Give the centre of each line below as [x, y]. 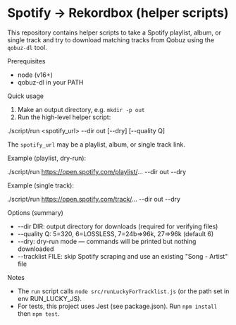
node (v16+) [35, 75]
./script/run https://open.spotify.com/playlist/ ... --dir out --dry [97, 171]
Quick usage [26, 96]
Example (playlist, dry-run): [47, 158]
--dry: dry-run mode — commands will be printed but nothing [107, 241]
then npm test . [38, 313]
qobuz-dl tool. [27, 47]
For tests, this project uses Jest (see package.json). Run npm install [117, 306]
